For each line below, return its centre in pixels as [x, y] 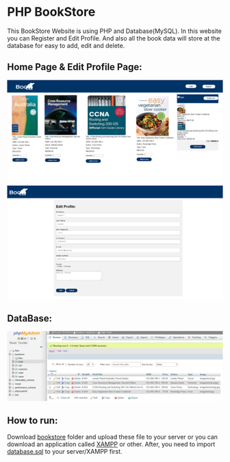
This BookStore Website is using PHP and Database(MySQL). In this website [115, 31]
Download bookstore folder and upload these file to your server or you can [112, 437]
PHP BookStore [51, 12]
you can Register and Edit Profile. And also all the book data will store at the [114, 38]
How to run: [33, 420]
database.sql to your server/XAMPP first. [65, 452]
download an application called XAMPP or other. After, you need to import [111, 444]
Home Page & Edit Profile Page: [75, 67]
